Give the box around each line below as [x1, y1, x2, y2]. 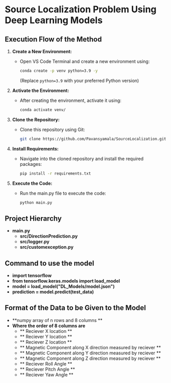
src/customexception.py [19, 244, 74, 250]
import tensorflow [12, 272, 52, 279]
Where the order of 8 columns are [12, 323, 85, 329]
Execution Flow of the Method [5, 35, 102, 44]
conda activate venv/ [19, 107, 66, 112]
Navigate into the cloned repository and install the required [19, 155, 144, 162]
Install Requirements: [12, 145, 59, 152]
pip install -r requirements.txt [19, 171, 91, 176]
